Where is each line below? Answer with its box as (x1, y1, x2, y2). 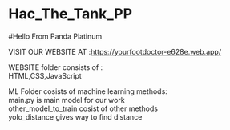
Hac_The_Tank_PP (8, 5, 133, 23)
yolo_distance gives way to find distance (8, 112, 143, 121)
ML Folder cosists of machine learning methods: (8, 86, 168, 96)
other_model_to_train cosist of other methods (8, 104, 159, 113)
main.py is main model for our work (8, 95, 126, 104)
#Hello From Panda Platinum (8, 31, 103, 41)
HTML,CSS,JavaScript (8, 71, 82, 80)
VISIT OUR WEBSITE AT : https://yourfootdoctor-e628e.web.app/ (8, 47, 222, 56)
